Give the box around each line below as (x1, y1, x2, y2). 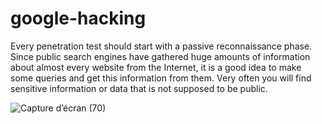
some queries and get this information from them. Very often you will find (10, 72, 312, 84)
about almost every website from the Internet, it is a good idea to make (10, 61, 302, 73)
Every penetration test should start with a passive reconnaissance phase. (10, 40, 313, 52)
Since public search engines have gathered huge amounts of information (10, 50, 311, 62)
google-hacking (10, 7, 147, 30)
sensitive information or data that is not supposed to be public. (10, 82, 268, 94)
